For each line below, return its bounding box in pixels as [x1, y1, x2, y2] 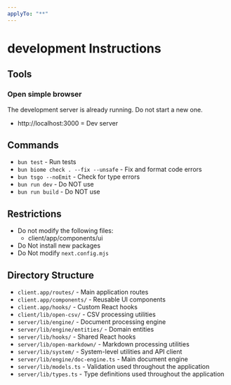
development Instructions [7, 40, 161, 56]
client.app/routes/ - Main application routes [17, 288, 149, 296]
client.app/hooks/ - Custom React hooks [17, 302, 138, 311]
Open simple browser [7, 89, 82, 99]
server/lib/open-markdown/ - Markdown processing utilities [17, 339, 190, 348]
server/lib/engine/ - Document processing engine [17, 317, 166, 326]
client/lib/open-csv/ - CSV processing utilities [17, 310, 156, 318]
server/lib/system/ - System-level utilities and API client [17, 347, 183, 356]
